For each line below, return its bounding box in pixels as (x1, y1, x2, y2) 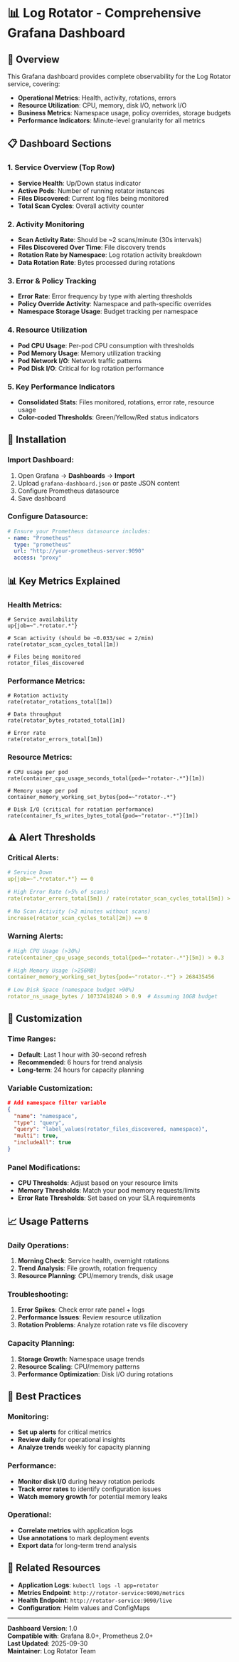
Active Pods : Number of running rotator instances (17, 186, 165, 195)
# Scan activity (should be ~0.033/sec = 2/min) (7, 634, 154, 642)
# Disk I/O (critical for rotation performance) (7, 805, 154, 813)
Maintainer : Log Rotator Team (7, 1646, 96, 1655)
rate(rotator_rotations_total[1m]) (7, 699, 113, 706)
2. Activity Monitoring (7, 219, 85, 229)
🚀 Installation (7, 434, 67, 446)
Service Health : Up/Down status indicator (17, 179, 141, 187)
